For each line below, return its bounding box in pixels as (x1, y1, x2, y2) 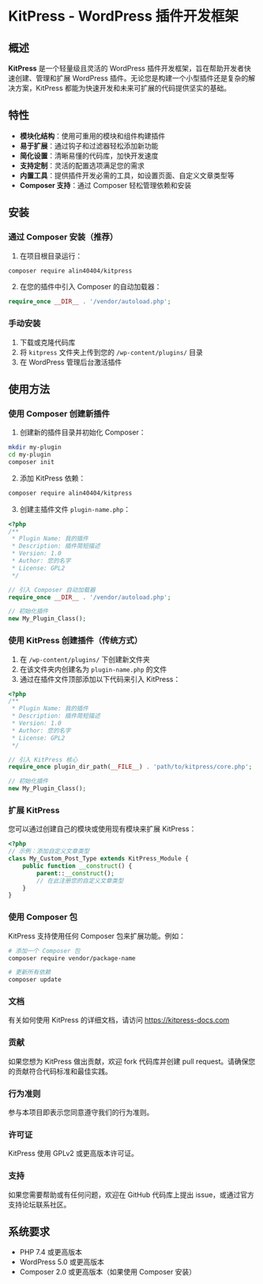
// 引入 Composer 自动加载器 (8, 586, 96, 593)
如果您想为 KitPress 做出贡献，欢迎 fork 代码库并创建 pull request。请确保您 (8, 1056, 256, 1066)
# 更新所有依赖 (8, 969, 51, 977)
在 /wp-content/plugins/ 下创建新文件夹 (19, 654, 150, 664)
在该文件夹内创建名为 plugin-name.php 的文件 (19, 665, 167, 674)
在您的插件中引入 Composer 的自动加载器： (19, 282, 162, 292)
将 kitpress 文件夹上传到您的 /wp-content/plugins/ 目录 (19, 347, 204, 356)
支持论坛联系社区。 (8, 1199, 71, 1209)
